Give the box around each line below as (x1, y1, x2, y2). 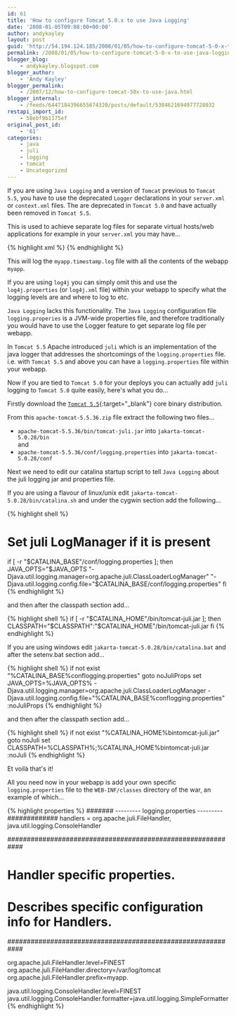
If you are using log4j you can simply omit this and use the (7, 278, 178, 286)
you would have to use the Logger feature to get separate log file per (7, 321, 207, 330)
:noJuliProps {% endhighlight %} (7, 701, 103, 710)
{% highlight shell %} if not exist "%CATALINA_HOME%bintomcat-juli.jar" (7, 728, 220, 737)
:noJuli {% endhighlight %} (7, 750, 86, 759)
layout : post (7, 36, 46, 44)
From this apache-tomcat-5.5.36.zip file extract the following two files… (7, 413, 215, 421)
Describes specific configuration (7, 899, 204, 915)
